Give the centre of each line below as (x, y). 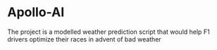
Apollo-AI (36, 12)
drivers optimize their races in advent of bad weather (85, 39)
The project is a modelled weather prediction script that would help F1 (108, 32)
